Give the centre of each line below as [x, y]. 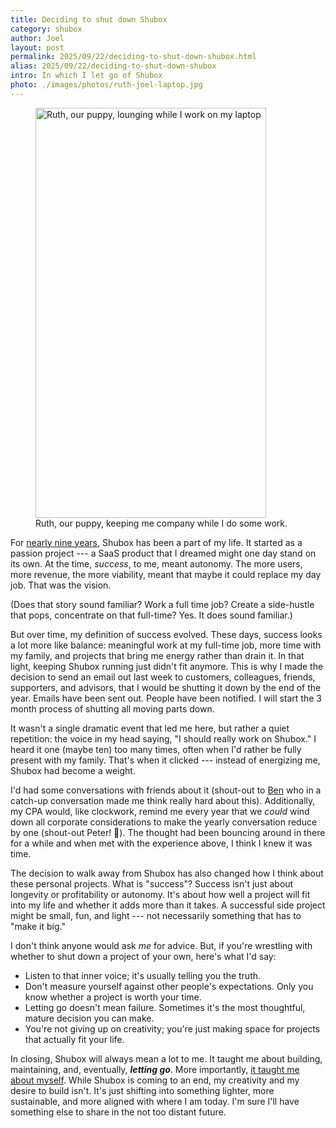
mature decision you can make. [89, 1018]
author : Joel [37, 38]
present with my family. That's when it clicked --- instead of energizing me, [165, 760]
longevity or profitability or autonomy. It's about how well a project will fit [160, 894]
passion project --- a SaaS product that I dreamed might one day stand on [163, 553]
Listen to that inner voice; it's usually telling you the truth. [143, 975]
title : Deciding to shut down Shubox [89, 19]
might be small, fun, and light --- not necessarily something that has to [156, 915]
